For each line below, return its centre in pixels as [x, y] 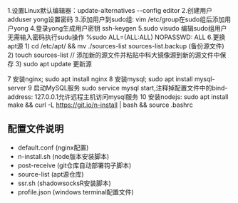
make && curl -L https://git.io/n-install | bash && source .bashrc [100, 105]
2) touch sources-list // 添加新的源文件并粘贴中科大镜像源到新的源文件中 [114, 55]
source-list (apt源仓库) [51, 174]
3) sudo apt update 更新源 [53, 64]
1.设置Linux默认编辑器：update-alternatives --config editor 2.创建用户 [110, 10]
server [17, 88]
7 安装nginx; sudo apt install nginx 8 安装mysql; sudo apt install [100, 79]
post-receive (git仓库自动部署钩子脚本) [74, 165]
